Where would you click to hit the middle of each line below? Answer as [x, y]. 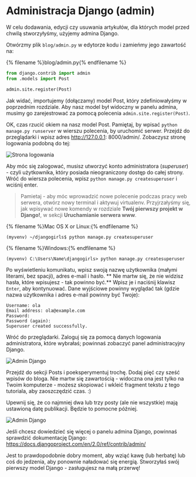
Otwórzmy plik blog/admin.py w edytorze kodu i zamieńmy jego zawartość [96, 45]
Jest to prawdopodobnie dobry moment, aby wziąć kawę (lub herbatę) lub [96, 455]
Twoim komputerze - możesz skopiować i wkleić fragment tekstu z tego [93, 385]
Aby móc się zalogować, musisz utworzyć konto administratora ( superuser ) [97, 166]
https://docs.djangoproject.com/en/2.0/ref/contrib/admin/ [76, 444]
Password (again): [28, 321]
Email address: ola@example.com [45, 311]
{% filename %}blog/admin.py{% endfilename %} [66, 62]
